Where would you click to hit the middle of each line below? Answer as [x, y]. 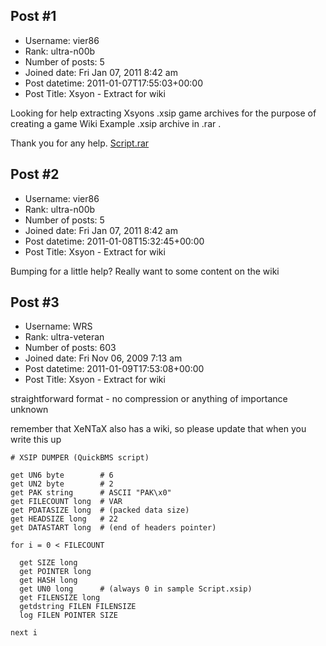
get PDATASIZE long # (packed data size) [100, 510]
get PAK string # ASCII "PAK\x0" [91, 493]
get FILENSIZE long [60, 598]
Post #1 [33, 16]
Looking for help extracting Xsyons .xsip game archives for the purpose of [163, 113]
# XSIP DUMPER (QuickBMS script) [80, 458]
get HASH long [48, 580]
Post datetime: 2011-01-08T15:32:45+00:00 [114, 241]
